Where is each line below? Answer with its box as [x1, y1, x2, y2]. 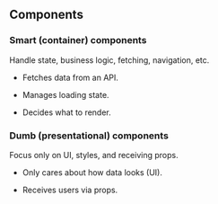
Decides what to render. [22, 107, 112, 118]
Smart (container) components [9, 34, 147, 47]
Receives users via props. [22, 184, 118, 195]
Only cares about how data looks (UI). [22, 166, 163, 178]
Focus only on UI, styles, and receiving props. [9, 149, 179, 160]
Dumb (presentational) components [9, 129, 169, 142]
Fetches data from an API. [22, 72, 119, 83]
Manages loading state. [22, 89, 109, 100]
